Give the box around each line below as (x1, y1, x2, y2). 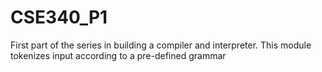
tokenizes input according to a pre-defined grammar (10, 49, 227, 61)
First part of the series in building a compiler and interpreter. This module (10, 39, 312, 51)
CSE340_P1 (10, 6, 108, 29)
